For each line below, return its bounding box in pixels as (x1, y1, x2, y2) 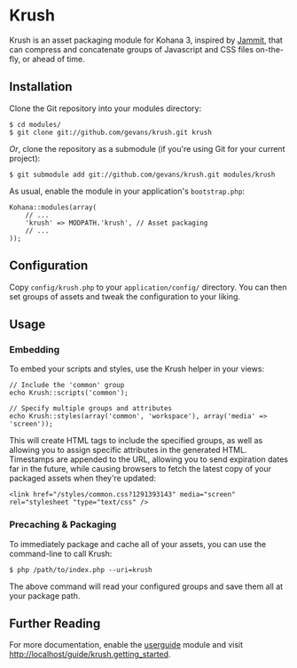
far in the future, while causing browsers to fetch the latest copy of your (9, 464, 272, 474)
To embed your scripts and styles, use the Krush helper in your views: (9, 363, 264, 374)
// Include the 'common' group (9, 381, 125, 390)
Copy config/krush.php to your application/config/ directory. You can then (9, 282, 287, 292)
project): (9, 153, 41, 163)
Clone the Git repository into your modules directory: (9, 103, 202, 114)
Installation (9, 79, 73, 94)
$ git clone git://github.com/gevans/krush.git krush (9, 128, 213, 137)
